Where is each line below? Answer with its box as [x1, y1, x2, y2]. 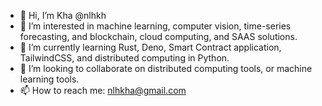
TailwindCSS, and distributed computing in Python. [19, 52, 230, 64]
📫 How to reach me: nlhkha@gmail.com [19, 85, 187, 96]
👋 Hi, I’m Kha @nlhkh [19, 10, 107, 21]
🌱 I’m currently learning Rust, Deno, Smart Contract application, [19, 41, 282, 53]
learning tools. [19, 73, 80, 85]
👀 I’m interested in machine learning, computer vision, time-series [19, 20, 292, 32]
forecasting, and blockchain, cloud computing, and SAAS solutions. [19, 31, 298, 42]
